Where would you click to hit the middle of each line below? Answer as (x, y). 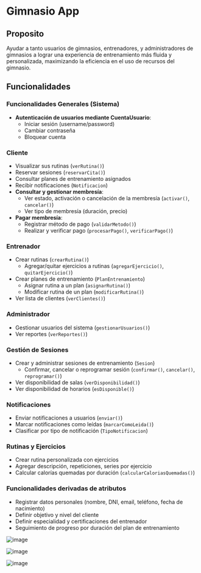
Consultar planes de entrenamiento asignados (73, 178)
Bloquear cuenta (45, 137)
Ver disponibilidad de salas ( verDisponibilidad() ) (77, 382)
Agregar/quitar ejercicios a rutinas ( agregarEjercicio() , (94, 266)
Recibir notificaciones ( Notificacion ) (62, 185)
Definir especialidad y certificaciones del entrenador (81, 521)
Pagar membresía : (39, 217)
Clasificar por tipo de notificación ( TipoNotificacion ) (81, 431)
